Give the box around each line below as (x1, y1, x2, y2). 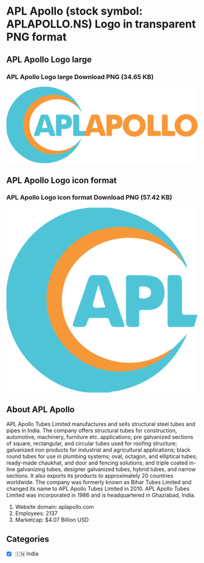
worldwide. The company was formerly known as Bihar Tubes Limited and (6, 478, 192, 486)
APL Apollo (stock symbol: (6, 4, 143, 18)
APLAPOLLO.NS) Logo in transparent (6, 17, 196, 31)
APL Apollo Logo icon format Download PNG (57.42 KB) (6, 193, 172, 202)
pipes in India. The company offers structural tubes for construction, (6, 427, 177, 434)
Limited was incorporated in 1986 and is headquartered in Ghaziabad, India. (6, 491, 195, 499)
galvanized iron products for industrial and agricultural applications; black (6, 446, 191, 454)
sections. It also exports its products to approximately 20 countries (6, 472, 174, 480)
